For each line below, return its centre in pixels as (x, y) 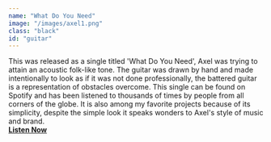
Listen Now (28, 130)
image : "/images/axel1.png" (56, 23)
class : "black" (34, 31)
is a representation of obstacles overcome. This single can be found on (127, 87)
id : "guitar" (30, 38)
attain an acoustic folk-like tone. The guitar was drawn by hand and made (131, 70)
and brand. (27, 121)
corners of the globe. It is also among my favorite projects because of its (129, 104)
